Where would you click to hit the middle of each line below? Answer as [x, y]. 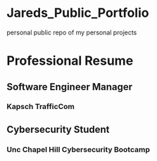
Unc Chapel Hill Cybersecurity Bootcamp [78, 149]
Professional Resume [70, 61]
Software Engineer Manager [70, 87]
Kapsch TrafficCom [40, 107]
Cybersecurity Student [58, 129]
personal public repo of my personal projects [72, 32]
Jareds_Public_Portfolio [78, 13]
